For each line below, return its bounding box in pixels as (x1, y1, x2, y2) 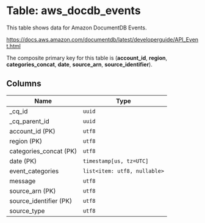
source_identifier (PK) (9, 197, 73, 205)
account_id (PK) (9, 127, 56, 135)
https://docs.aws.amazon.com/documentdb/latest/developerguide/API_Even (6, 36, 199, 43)
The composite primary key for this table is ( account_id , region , (6, 54, 168, 61)
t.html (6, 42, 21, 50)
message (9, 176, 36, 185)
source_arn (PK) (9, 186, 56, 195)
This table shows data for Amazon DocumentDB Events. (6, 24, 147, 31)
